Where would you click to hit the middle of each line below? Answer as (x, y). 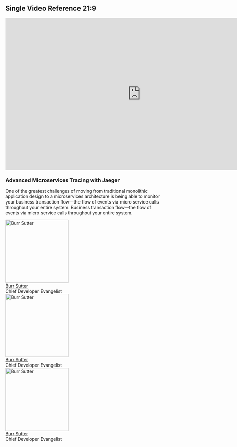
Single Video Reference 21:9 (51, 8)
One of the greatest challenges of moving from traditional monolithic (76, 191)
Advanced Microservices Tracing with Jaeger (63, 180)
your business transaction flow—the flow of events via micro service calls (82, 202)
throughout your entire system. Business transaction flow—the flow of (78, 208)
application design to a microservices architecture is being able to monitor (83, 196)
